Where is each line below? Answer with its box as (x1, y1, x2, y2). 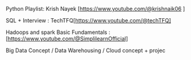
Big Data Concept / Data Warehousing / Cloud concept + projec (5, 47, 166, 54)
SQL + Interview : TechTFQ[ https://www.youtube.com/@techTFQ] (5, 17, 171, 24)
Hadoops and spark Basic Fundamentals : (5, 28, 110, 36)
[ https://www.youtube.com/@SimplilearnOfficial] (5, 35, 129, 42)
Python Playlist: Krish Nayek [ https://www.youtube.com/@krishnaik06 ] (5, 5, 186, 12)
